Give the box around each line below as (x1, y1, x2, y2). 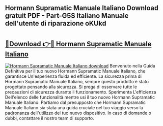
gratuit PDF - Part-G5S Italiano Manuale (5, 12, 129, 20)
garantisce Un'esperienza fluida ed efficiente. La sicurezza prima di (5, 73, 142, 79)
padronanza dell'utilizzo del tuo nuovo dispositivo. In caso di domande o (5, 110, 151, 116)
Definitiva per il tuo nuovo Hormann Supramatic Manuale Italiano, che (5, 68, 146, 74)
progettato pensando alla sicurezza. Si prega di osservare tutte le (5, 84, 137, 90)
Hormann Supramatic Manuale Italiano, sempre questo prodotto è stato (5, 79, 149, 84)
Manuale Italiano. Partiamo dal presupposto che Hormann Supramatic (5, 99, 146, 105)
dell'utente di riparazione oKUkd (5, 19, 107, 28)
